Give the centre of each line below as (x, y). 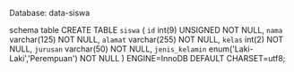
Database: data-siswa (50, 13)
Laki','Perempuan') (43, 58)
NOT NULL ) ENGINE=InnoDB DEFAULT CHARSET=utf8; (182, 58)
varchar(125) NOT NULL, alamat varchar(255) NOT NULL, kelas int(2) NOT (147, 40)
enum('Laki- (231, 49)
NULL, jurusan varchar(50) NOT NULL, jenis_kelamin (108, 49)
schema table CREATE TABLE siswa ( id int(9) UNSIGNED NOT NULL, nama (146, 30)
